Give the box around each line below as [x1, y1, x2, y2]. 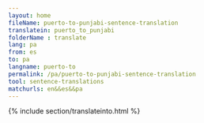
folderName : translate [8, 33, 87, 42]
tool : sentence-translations [8, 77, 104, 85]
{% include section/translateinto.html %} [8, 106, 141, 116]
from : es [8, 48, 37, 56]
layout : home [8, 11, 51, 20]
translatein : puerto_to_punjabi [8, 26, 115, 34]
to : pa [8, 56, 30, 64]
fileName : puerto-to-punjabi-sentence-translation [8, 19, 179, 27]
